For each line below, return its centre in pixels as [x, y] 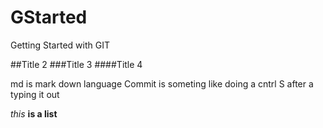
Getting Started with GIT [60, 45]
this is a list [34, 113]
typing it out [35, 94]
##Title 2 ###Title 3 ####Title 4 [76, 64]
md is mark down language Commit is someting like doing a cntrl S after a [162, 83]
